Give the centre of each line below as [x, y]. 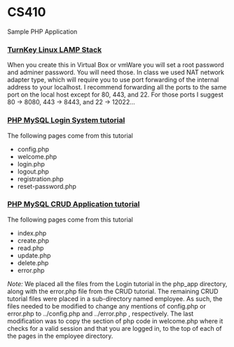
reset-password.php [47, 186]
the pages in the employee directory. [60, 336]
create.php [33, 240]
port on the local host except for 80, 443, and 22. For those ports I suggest [116, 94]
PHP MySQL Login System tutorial [66, 120]
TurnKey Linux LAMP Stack [55, 50]
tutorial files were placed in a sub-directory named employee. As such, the [115, 299]
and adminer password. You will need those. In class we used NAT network [116, 72]
